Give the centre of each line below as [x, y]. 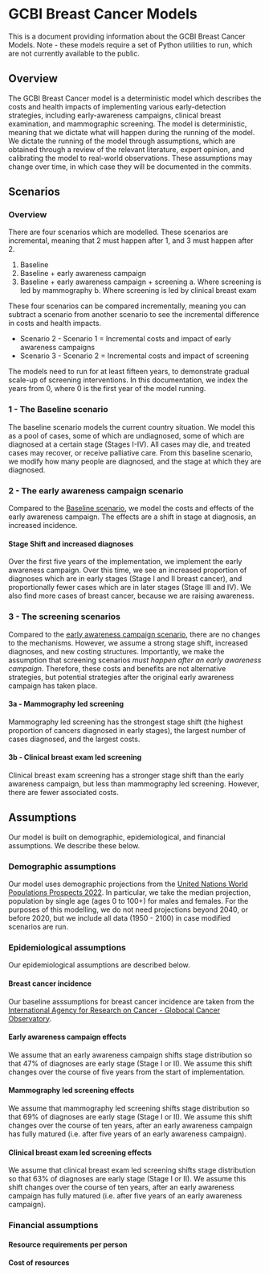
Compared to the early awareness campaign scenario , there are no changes [134, 634]
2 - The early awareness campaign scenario [96, 490]
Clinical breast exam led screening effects [80, 1152]
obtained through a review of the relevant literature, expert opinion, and [126, 149]
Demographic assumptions [62, 866]
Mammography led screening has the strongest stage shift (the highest [126, 722]
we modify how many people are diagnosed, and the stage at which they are [135, 461]
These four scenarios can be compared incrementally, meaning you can [127, 306]
